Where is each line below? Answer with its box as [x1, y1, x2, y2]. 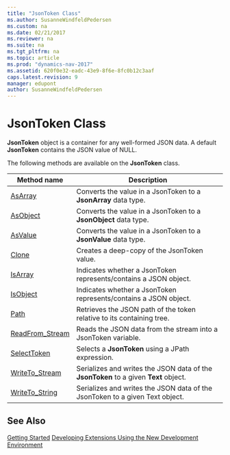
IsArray [10, 270, 34, 279]
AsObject [10, 211, 41, 220]
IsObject [10, 289, 38, 299]
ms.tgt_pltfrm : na [7, 49, 60, 55]
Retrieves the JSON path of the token [76, 305, 196, 315]
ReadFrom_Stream [10, 329, 70, 339]
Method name [16, 175, 64, 185]
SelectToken [10, 348, 51, 358]
